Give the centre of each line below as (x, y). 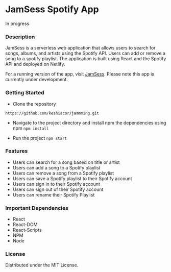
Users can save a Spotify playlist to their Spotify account (72, 178)
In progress (17, 23)
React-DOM (25, 225)
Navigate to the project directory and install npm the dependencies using (89, 122)
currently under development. (36, 80)
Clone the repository (34, 104)
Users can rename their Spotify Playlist (54, 194)
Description (20, 37)
